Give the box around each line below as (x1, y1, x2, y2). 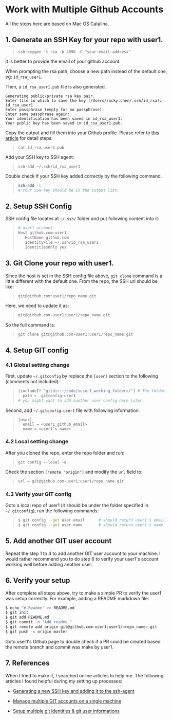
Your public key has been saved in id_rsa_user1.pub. (5, 120, 123, 125)
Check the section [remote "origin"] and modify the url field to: (5, 469, 143, 475)
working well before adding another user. (5, 561, 92, 567)
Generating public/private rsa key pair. (5, 94, 95, 99)
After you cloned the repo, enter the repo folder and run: (5, 450, 125, 456)
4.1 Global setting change (5, 361, 70, 368)
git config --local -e (17, 459, 67, 465)
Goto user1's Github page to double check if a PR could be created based (5, 638, 161, 644)
